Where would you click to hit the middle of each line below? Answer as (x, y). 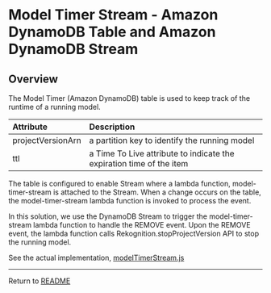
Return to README (40, 281)
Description (112, 127)
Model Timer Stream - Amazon (113, 15)
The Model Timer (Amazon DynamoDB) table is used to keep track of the (129, 98)
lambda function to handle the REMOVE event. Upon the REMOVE (142, 225)
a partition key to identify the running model (172, 140)
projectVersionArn (47, 140)
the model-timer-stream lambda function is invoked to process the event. (130, 201)
